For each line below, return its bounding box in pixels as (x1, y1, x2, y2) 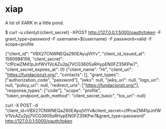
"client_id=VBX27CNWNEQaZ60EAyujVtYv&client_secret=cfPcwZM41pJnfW (5, 107, 161, 113)
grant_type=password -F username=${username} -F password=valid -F (5, 36, 153, 42)
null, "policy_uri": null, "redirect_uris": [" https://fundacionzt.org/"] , (5, 82, 140, 88)
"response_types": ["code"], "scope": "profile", (5, 87, 101, 93)
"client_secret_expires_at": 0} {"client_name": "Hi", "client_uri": (5, 66, 133, 72)
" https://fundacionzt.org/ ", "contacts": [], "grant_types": (5, 72, 119, 78)
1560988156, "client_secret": (5, 56, 64, 62)
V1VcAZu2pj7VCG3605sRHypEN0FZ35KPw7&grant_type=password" (5, 113, 146, 119)
